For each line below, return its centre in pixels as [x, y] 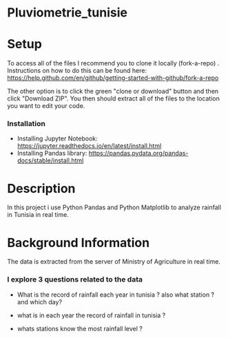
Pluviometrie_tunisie [67, 13]
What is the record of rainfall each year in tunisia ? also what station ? [116, 295]
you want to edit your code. [46, 106]
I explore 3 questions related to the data [75, 279]
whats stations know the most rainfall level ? [80, 328]
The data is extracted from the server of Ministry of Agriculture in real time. [114, 262]
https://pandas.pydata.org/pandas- [138, 154]
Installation [27, 124]
